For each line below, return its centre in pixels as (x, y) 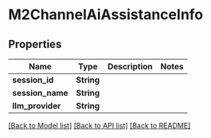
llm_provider (37, 106)
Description (130, 67)
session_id (33, 80)
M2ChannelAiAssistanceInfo (106, 15)
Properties (35, 44)
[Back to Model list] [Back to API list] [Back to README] (100, 126)
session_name (41, 93)
